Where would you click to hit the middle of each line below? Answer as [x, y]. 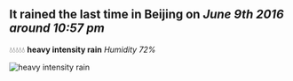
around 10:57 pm [57, 29]
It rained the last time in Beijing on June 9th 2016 [146, 15]
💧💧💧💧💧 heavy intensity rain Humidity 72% [83, 49]
